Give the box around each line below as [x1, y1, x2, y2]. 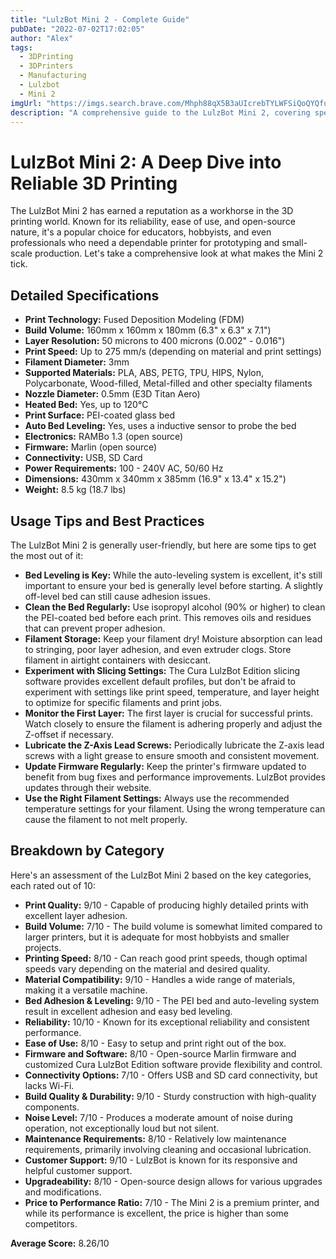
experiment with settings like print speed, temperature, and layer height [24, 686, 320, 698]
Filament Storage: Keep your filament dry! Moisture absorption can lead [24, 632, 323, 645]
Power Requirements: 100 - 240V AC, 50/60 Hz [24, 462, 224, 475]
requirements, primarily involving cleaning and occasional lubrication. [24, 1143, 312, 1155]
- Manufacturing [19, 71, 87, 81]
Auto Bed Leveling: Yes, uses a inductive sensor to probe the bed [24, 420, 297, 432]
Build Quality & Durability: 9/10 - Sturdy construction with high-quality [24, 1090, 317, 1102]
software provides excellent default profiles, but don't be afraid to [24, 675, 296, 687]
